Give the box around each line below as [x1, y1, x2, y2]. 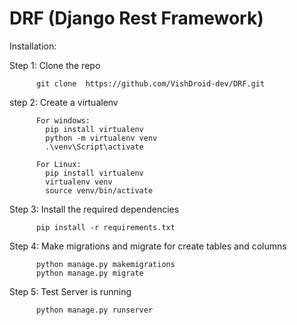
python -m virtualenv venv [45, 133, 158, 143]
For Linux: [35, 159, 82, 169]
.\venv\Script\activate [45, 142, 144, 152]
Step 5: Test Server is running [9, 285, 132, 297]
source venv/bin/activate [45, 185, 154, 196]
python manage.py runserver [35, 305, 154, 315]
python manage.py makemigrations [35, 259, 176, 269]
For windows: [35, 115, 91, 126]
